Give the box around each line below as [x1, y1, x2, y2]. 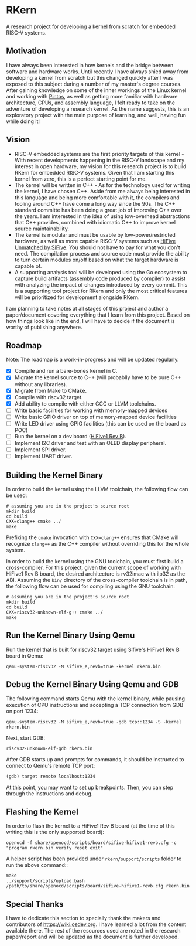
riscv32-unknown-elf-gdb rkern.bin [6, 746, 93, 751]
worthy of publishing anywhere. [6, 324, 83, 331]
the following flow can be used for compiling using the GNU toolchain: [6, 583, 176, 590]
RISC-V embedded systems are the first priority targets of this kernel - [14, 150, 184, 157]
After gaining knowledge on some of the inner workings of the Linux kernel [6, 86, 187, 94]
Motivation [6, 46, 47, 56]
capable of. [14, 262, 42, 270]
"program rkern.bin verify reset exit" [6, 845, 104, 851]
